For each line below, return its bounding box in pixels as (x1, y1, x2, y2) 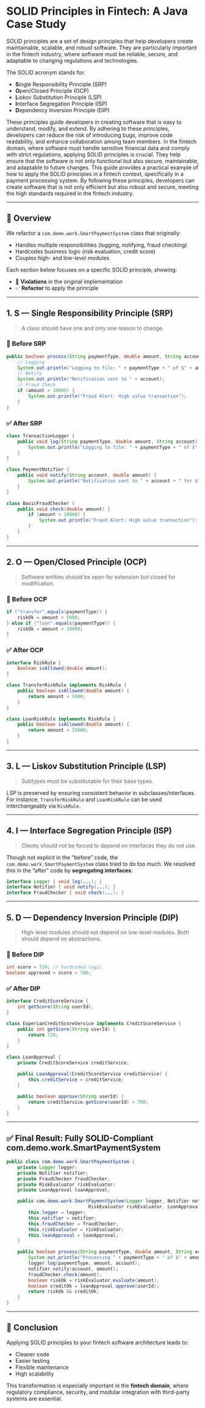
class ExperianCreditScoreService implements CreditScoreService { (6, 1020, 182, 1026)
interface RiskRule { (6, 659, 62, 666)
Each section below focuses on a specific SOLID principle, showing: (6, 266, 178, 273)
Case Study (6, 17, 67, 31)
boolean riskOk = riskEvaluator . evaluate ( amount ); (28, 1277, 160, 1283)
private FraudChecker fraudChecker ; (17, 1175, 111, 1182)
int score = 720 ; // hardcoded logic (6, 964, 103, 970)
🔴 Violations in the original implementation (15, 278, 123, 285)
